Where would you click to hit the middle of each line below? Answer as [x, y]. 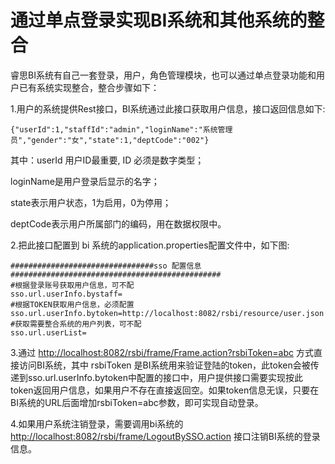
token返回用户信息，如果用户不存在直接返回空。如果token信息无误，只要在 [165, 390]
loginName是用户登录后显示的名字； [85, 181]
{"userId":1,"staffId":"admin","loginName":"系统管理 [121, 129]
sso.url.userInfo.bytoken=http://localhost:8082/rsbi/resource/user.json [167, 313]
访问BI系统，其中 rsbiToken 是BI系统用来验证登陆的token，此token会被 [164, 365]
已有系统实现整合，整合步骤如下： [89, 87]
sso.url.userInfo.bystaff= [66, 294]
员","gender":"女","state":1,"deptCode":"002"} [110, 140]
